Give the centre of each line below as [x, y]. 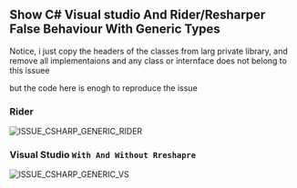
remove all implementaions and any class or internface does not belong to [148, 60]
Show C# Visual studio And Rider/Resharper [138, 15]
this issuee [30, 70]
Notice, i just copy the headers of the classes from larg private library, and [149, 51]
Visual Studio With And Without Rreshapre [103, 155]
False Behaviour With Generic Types [115, 30]
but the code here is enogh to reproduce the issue [103, 88]
